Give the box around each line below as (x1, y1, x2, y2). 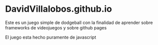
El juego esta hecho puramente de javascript (5, 34, 97, 40)
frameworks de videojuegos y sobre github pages (5, 24, 107, 30)
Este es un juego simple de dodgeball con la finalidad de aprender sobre (5, 20, 153, 25)
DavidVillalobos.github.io (5, 3, 112, 15)
